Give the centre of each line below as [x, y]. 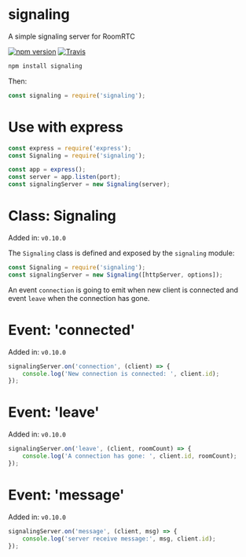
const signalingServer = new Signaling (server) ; [89, 184]
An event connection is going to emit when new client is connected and [123, 290]
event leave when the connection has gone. [79, 298]
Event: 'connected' [72, 330]
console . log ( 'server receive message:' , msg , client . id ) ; [119, 538]
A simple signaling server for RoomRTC [72, 36]
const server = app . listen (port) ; [65, 177]
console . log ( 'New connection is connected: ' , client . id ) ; [121, 373]
